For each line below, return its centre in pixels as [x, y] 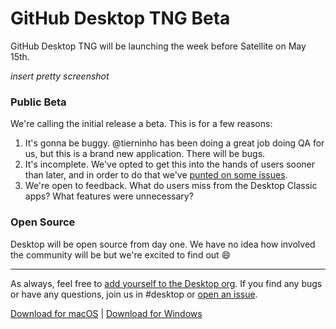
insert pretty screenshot [60, 76]
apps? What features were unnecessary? [109, 196]
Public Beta [38, 102]
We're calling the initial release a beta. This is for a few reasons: [141, 124]
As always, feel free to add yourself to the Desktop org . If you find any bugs [166, 283]
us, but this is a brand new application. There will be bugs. [145, 154]
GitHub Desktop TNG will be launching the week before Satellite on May [158, 46]
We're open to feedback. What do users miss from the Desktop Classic [171, 186]
